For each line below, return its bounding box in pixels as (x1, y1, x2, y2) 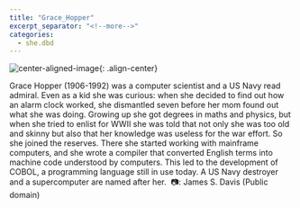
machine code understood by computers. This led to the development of (9, 157, 278, 167)
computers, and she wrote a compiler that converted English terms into (9, 148, 273, 158)
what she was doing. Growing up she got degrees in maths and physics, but (9, 109, 291, 120)
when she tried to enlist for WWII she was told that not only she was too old (9, 119, 290, 130)
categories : (9, 30, 54, 39)
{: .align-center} (98, 63, 159, 74)
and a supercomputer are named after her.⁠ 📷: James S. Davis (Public (9, 176, 268, 187)
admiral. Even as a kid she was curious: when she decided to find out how (9, 90, 285, 101)
